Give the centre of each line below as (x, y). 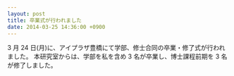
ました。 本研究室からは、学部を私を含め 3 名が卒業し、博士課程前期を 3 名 (117, 56)
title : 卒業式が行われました (45, 20)
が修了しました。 (32, 65)
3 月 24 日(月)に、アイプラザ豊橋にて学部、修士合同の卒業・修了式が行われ (116, 48)
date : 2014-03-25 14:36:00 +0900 (56, 27)
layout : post (26, 14)
